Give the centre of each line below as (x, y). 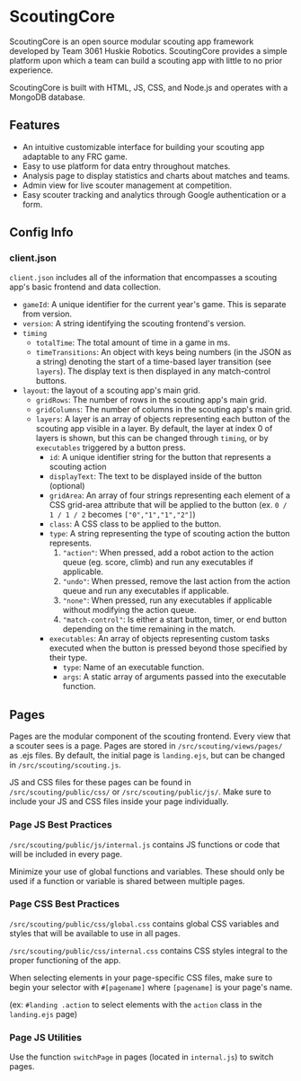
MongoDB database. (47, 97)
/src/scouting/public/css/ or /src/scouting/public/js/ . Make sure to (140, 792)
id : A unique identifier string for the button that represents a (160, 457)
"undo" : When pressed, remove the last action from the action (176, 581)
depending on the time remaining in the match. (149, 629)
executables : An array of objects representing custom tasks (159, 639)
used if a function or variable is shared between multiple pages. (127, 881)
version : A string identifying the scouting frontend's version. (134, 323)
